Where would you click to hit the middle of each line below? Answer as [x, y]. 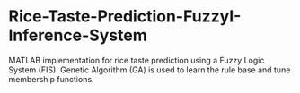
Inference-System [78, 35]
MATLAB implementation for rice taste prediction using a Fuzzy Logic [137, 60]
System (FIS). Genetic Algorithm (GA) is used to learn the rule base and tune [150, 70]
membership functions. [52, 79]
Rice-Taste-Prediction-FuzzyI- [125, 17]
